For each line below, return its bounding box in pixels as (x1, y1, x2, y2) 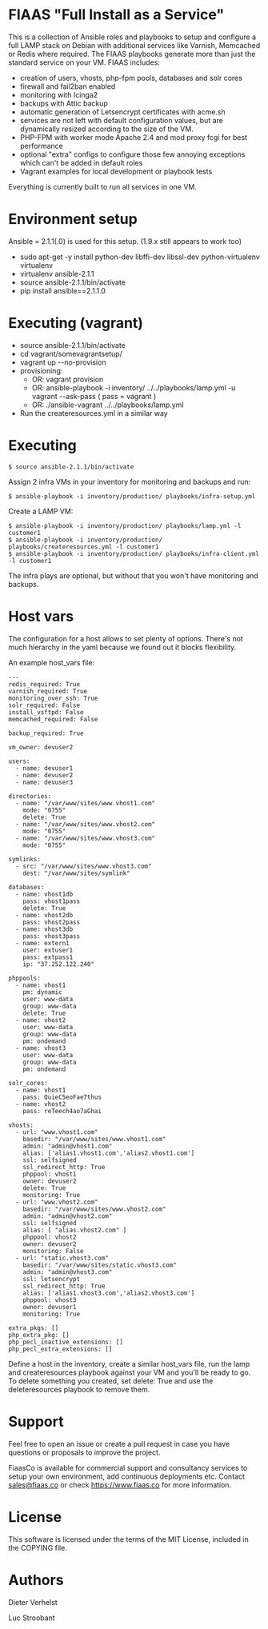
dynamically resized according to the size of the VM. (19, 124, 194, 134)
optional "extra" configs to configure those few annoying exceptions (19, 150, 246, 159)
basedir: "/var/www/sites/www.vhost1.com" (22, 1135, 166, 1143)
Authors (8, 1571, 64, 1589)
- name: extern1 (15, 939, 70, 947)
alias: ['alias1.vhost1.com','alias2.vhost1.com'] (22, 1149, 195, 1157)
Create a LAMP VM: (8, 506, 74, 516)
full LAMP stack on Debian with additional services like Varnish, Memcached (8, 40, 261, 50)
